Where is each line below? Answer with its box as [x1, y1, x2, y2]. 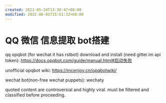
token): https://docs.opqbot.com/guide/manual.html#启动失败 [5, 58, 132, 64]
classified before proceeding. [5, 92, 66, 98]
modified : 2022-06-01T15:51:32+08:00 [5, 12, 84, 17]
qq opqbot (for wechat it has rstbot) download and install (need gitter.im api [5, 52, 161, 58]
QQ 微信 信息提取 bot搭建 [5, 35, 109, 46]
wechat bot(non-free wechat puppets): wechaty [5, 77, 104, 83]
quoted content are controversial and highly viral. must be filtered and [5, 87, 149, 93]
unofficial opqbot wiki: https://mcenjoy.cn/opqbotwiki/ [5, 68, 117, 74]
